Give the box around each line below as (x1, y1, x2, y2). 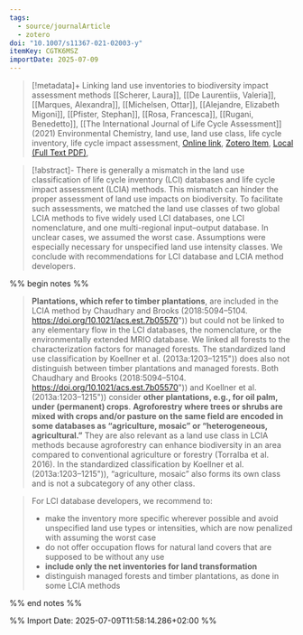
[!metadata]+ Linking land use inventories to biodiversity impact (31, 80, 269, 90)
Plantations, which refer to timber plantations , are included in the (31, 295, 280, 306)
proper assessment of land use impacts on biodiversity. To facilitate (31, 193, 284, 204)
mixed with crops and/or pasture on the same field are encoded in (31, 411, 284, 421)
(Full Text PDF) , (31, 147, 89, 158)
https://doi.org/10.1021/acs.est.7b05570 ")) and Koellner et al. (31, 382, 257, 393)
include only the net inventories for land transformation (44, 561, 258, 572)
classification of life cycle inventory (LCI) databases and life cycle (31, 174, 276, 185)
